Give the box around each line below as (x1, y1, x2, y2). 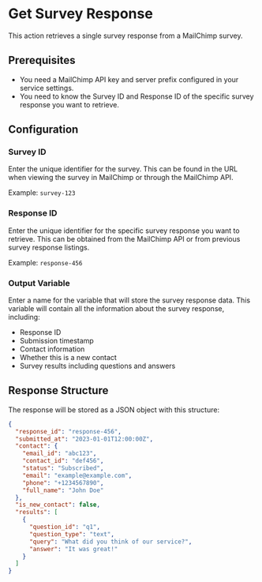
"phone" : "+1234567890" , (22, 479, 104, 486)
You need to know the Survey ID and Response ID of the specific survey (19, 92, 254, 101)
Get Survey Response (8, 5, 154, 23)
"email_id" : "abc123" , (22, 449, 97, 458)
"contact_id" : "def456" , (22, 457, 104, 465)
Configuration (8, 123, 79, 137)
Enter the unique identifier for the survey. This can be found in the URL (8, 164, 238, 174)
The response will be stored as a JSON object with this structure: (8, 404, 219, 415)
